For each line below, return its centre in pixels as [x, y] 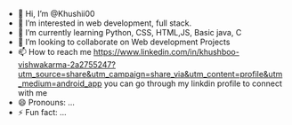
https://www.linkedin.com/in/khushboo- [166, 52]
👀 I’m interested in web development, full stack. [105, 23]
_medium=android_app [60, 83]
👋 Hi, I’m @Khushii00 [56, 14]
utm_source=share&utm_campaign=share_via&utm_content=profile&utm [150, 74]
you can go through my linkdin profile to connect [193, 83]
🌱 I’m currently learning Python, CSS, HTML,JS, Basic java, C [130, 32]
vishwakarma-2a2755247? [66, 65]
